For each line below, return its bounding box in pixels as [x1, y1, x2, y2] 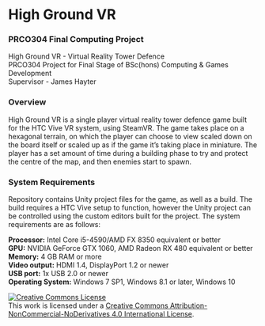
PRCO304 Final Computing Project [8, 34, 144, 45]
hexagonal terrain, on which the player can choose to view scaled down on [8, 131, 253, 141]
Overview [8, 97, 47, 108]
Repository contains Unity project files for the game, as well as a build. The [8, 195, 253, 204]
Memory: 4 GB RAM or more [8, 252, 102, 262]
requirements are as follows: [8, 220, 101, 229]
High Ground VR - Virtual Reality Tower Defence [8, 51, 165, 61]
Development [8, 69, 52, 78]
